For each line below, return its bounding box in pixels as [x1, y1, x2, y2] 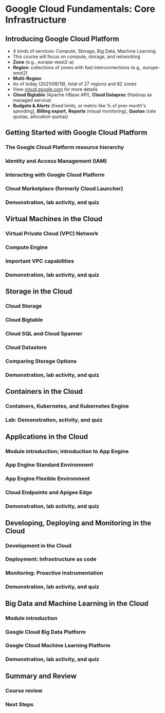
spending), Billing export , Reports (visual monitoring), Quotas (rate [12, 108, 156, 114]
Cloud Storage [5, 302, 42, 310]
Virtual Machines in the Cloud [5, 215, 103, 223]
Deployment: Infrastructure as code [5, 555, 97, 563]
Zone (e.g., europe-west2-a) [12, 59, 74, 65]
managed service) [12, 97, 51, 103]
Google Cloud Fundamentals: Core [5, 3, 156, 15]
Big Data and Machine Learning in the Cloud [5, 599, 149, 608]
